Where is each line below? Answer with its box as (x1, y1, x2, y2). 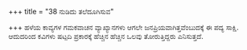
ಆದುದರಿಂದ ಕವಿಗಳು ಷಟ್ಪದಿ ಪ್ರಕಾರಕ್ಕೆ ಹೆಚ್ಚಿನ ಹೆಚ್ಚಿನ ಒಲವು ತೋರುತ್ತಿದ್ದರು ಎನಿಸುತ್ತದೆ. (8, 32, 204, 40)
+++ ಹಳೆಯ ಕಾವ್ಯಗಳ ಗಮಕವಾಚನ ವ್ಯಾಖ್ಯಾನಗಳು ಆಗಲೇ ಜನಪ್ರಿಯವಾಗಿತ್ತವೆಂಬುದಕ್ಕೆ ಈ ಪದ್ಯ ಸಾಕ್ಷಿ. (8, 23, 239, 32)
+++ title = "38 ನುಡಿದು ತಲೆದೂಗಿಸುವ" (8, 7, 114, 16)
